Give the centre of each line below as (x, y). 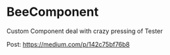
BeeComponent (52, 12)
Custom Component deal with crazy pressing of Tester (85, 31)
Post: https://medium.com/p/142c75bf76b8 (68, 44)
